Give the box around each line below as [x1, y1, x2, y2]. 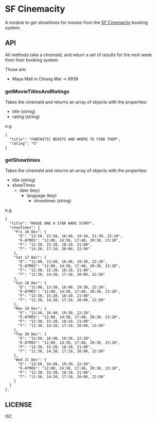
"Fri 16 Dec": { [14, 230, 47, 234]
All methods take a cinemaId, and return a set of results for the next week [5, 52, 152, 58]
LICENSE [5, 401, 33, 409]
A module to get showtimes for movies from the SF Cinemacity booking [5, 19, 148, 25]
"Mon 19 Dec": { [14, 306, 47, 311]
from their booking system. [5, 57, 59, 63]
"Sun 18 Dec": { [14, 281, 47, 286]
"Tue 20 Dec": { [14, 332, 47, 337]
